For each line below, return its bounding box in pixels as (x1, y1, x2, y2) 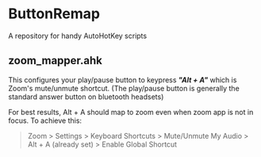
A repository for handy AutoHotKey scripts (8, 31, 148, 40)
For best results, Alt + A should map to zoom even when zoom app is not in (8, 107, 254, 117)
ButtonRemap (8, 5, 101, 23)
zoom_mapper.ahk (8, 54, 103, 67)
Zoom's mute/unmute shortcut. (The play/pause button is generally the (8, 83, 240, 93)
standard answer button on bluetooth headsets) (8, 92, 164, 101)
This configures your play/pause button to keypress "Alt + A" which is (8, 75, 237, 84)
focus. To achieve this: (8, 116, 82, 125)
